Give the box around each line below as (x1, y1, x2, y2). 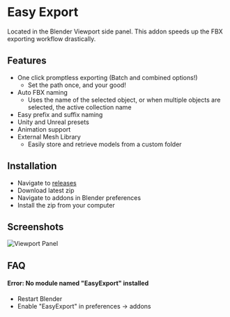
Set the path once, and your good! (27, 81, 127, 89)
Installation (7, 160, 57, 172)
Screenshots (7, 221, 64, 233)
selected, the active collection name (27, 102, 132, 111)
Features (7, 55, 47, 67)
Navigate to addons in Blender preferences (17, 193, 141, 202)
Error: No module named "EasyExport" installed (7, 279, 149, 288)
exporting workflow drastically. (7, 34, 96, 42)
